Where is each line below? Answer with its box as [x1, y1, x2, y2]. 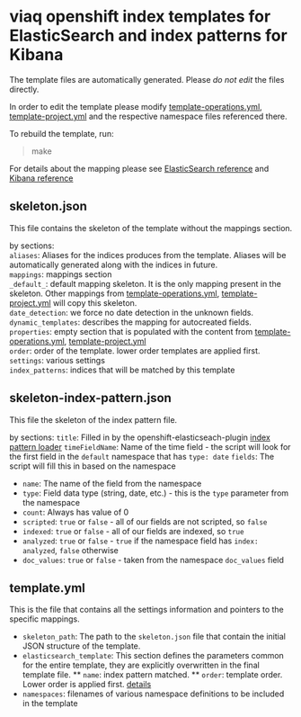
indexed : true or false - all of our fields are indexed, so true [22, 525, 244, 536]
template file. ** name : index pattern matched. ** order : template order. [22, 669, 283, 680]
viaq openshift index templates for [9, 6, 271, 27]
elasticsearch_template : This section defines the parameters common [22, 650, 285, 661]
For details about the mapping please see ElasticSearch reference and [9, 163, 270, 174]
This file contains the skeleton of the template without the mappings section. [9, 222, 293, 233]
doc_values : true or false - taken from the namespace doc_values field [22, 554, 285, 565]
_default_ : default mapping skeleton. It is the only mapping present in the [9, 278, 281, 289]
